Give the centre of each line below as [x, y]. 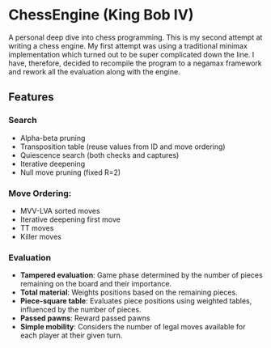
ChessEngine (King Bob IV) [101, 15]
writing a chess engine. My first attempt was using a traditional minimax [128, 45]
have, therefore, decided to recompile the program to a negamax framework [135, 63]
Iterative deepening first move [70, 219]
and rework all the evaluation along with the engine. [94, 71]
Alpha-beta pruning [53, 138]
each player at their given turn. [71, 335]
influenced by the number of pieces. [80, 310]
